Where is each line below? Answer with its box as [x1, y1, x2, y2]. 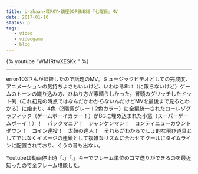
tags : [6, 25, 19, 31]
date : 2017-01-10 [6, 14, 49, 20]
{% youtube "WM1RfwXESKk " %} [6, 57, 90, 65]
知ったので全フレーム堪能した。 [6, 162, 84, 169]
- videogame [14, 36, 44, 42]
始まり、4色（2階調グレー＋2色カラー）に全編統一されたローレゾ [26, 104, 186, 112]
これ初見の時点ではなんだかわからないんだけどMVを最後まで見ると [21, 97, 185, 104]
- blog [14, 42, 31, 48]
